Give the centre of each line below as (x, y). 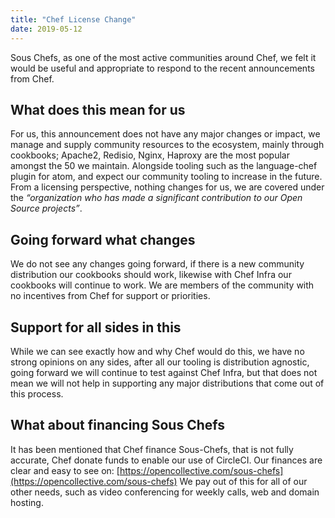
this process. (37, 393)
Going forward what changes (103, 239)
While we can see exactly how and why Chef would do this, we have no (157, 351)
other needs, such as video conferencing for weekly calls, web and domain (165, 492)
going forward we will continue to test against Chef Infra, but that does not (164, 372)
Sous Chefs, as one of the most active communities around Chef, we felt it (163, 57)
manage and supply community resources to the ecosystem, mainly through (167, 145)
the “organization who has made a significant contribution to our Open (156, 198)
